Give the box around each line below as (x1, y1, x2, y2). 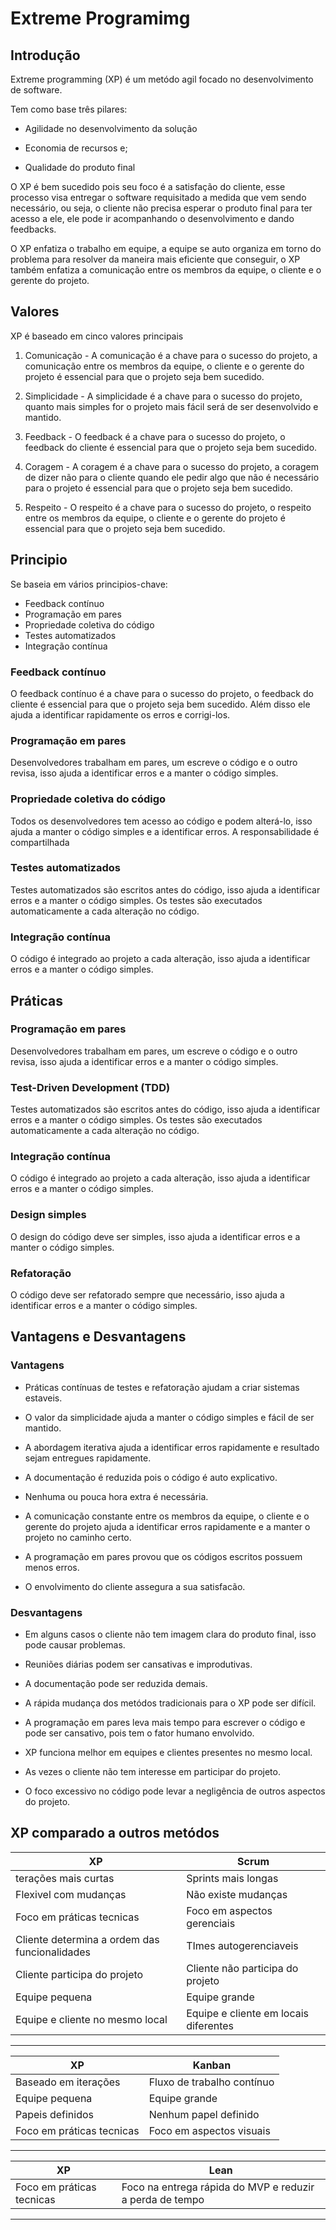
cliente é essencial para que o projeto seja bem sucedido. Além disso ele (10, 698, 311, 710)
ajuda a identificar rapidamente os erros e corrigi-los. (10, 708, 231, 721)
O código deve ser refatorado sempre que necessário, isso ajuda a (10, 1288, 285, 1301)
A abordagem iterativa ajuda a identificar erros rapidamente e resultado (24, 1441, 320, 1453)
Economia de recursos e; (24, 142, 128, 154)
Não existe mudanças (186, 1887, 288, 1901)
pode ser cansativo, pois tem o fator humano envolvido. (24, 1727, 255, 1739)
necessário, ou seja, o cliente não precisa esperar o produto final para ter (10, 202, 313, 214)
